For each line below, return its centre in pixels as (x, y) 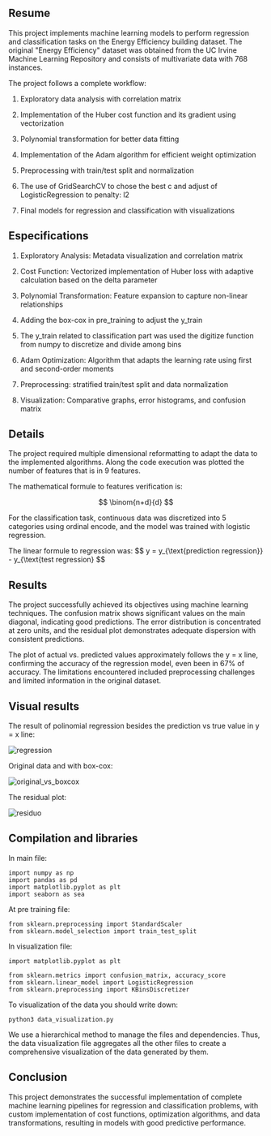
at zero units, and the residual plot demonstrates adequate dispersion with (132, 630)
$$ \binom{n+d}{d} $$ (136, 502)
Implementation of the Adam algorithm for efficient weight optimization (138, 154)
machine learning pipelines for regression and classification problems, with (133, 1105)
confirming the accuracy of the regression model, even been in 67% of (127, 664)
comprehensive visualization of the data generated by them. (108, 1052)
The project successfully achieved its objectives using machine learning (129, 605)
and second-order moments (67, 368)
